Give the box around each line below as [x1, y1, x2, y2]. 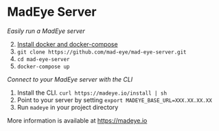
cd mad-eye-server [16, 56, 70, 62]
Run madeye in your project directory [16, 103, 119, 111]
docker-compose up [16, 63, 70, 70]
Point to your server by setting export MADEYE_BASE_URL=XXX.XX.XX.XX [16, 95, 213, 104]
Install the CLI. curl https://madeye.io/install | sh [16, 88, 167, 97]
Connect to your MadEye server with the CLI [7, 75, 133, 83]
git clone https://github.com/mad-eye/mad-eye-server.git [16, 49, 187, 56]
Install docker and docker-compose [16, 40, 118, 48]
